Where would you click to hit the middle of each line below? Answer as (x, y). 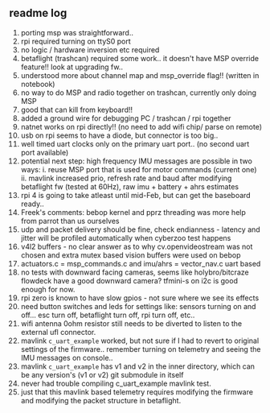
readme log (38, 13)
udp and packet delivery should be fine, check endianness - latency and (140, 229)
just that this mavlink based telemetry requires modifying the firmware (137, 392)
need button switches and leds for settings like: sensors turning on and (138, 306)
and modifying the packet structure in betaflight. (101, 400)
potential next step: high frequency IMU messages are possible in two (136, 161)
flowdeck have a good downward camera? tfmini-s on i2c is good (129, 280)
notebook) (38, 84)
